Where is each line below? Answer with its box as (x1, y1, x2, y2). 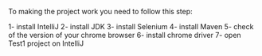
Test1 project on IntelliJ (8, 39, 84, 48)
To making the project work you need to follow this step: (8, 7, 193, 16)
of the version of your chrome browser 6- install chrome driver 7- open (8, 31, 241, 39)
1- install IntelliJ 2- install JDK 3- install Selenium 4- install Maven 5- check (8, 22, 254, 31)
